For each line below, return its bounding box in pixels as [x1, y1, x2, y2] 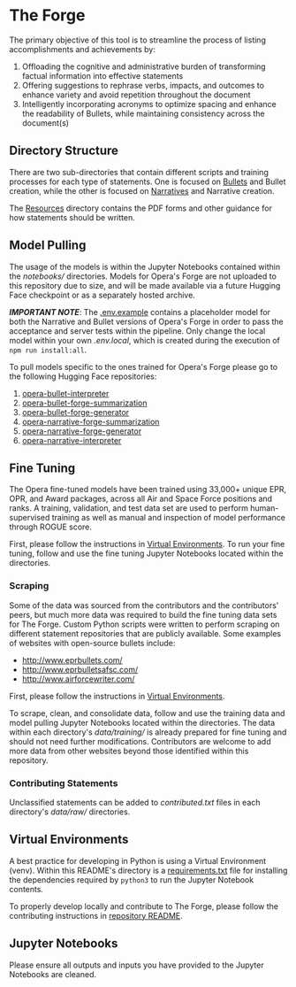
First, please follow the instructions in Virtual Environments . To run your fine [9, 539, 285, 550]
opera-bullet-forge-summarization [21, 397, 148, 408]
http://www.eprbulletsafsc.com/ [21, 664, 139, 675]
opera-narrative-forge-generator [21, 426, 142, 436]
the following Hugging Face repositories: [9, 371, 157, 382]
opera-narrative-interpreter [21, 435, 122, 445]
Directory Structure [9, 143, 119, 158]
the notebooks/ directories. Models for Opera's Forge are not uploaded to [9, 271, 277, 281]
